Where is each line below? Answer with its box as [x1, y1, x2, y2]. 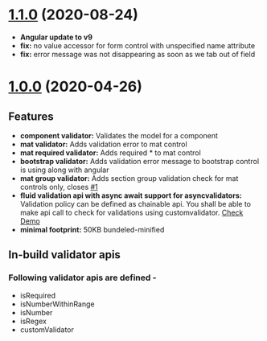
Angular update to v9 [19, 32, 92, 42]
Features [8, 109, 54, 123]
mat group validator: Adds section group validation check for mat [19, 173, 239, 183]
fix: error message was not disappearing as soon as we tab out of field [19, 49, 256, 59]
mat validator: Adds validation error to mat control [19, 139, 187, 149]
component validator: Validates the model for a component [19, 130, 219, 140]
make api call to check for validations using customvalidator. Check [19, 207, 244, 217]
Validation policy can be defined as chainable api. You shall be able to [19, 199, 252, 208]
